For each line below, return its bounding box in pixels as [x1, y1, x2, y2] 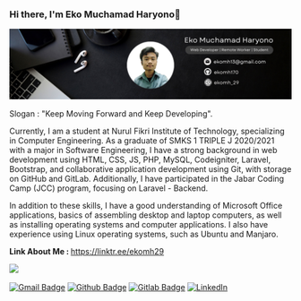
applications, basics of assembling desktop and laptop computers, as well [9, 210, 282, 220]
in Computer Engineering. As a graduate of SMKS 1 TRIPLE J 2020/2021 [9, 135, 275, 146]
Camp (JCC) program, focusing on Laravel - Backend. [9, 183, 209, 193]
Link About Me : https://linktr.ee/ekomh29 [9, 246, 164, 257]
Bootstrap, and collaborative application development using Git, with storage [9, 164, 292, 175]
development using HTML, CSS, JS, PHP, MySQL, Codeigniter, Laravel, [9, 154, 271, 165]
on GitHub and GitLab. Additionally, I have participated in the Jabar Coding [9, 174, 285, 185]
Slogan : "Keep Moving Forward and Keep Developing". [9, 108, 213, 119]
